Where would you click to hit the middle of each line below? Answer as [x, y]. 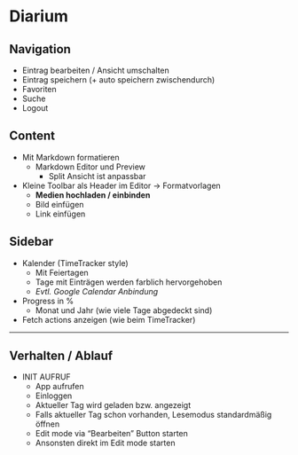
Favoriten [39, 89]
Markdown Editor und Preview [90, 167]
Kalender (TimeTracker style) [75, 263]
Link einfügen [60, 214]
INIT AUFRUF [46, 377]
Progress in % [48, 301]
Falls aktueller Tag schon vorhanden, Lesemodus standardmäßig [153, 415]
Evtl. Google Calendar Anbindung [97, 291]
